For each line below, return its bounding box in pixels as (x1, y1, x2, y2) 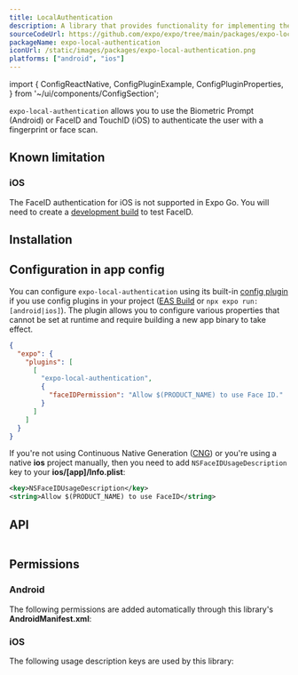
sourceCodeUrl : (9, 29, 66, 38)
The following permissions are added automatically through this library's (9, 604, 273, 615)
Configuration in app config (9, 262, 165, 277)
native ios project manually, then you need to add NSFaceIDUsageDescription (9, 457, 287, 468)
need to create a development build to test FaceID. (9, 206, 193, 217)
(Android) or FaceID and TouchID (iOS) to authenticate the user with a (9, 115, 264, 125)
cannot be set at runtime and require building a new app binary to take (9, 314, 266, 325)
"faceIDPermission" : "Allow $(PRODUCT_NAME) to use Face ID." (48, 390, 284, 400)
